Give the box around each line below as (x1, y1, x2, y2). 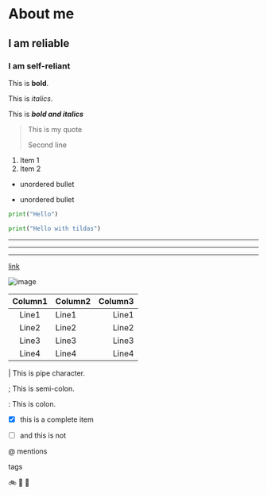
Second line (27, 140, 68, 150)
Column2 (55, 295, 91, 306)
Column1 (12, 295, 48, 306)
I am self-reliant (8, 60, 71, 72)
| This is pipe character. (8, 368, 86, 378)
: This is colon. (8, 399, 56, 408)
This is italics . (8, 93, 53, 103)
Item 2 (19, 164, 41, 173)
